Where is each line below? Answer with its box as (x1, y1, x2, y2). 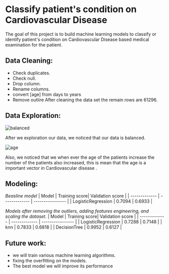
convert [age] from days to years (12, 91, 82, 97)
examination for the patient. (5, 41, 63, 48)
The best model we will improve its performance (12, 263, 114, 269)
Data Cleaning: (5, 57, 53, 65)
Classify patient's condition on (5, 4, 137, 15)
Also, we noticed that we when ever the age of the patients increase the (5, 154, 155, 160)
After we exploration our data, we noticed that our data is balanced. (5, 134, 146, 141)
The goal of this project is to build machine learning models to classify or (5, 31, 157, 37)
